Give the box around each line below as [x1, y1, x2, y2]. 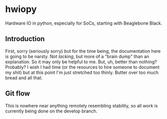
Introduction [5, 35, 45, 43]
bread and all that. [5, 74, 43, 81]
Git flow [5, 89, 30, 98]
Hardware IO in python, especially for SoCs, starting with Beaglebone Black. [5, 20, 162, 26]
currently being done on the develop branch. [5, 108, 98, 114]
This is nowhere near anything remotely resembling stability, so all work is [5, 102, 158, 108]
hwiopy [5, 4, 37, 15]
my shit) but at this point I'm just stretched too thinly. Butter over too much [5, 69, 159, 75]
